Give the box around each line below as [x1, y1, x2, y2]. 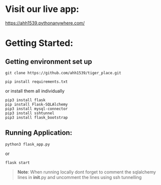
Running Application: [5, 129, 72, 137]
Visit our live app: [5, 3, 79, 15]
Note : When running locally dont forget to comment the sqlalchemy [17, 169, 156, 175]
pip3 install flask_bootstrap [5, 115, 68, 120]
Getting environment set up [5, 57, 92, 66]
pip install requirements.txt [5, 79, 68, 84]
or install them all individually [5, 88, 65, 94]
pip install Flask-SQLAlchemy [5, 102, 68, 107]
